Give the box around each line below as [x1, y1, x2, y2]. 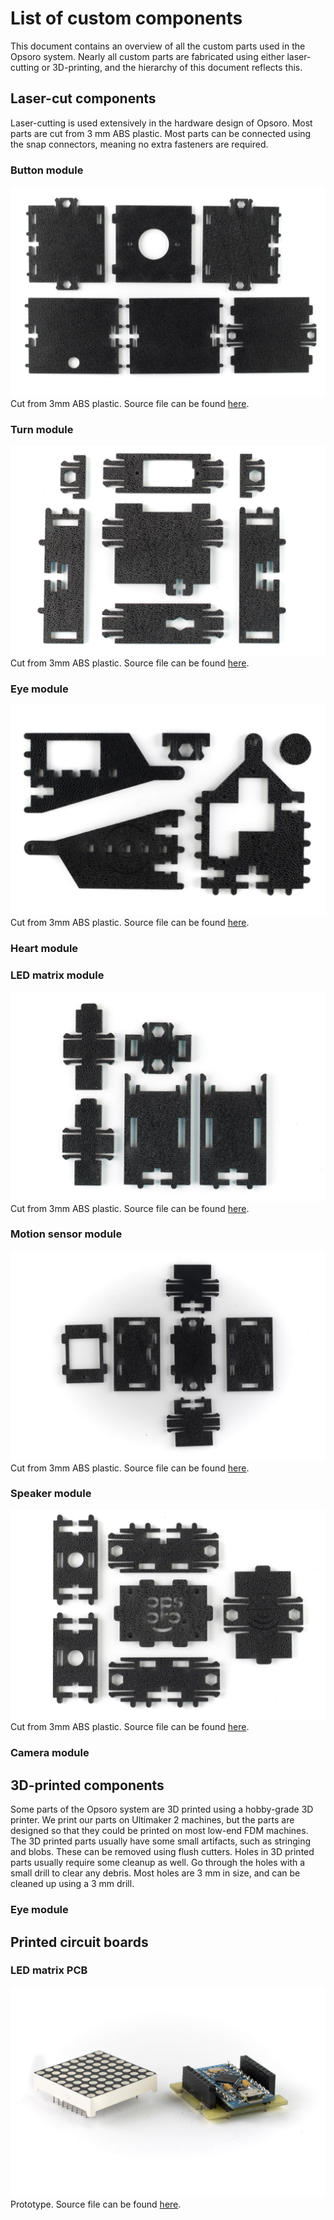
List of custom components [10, 7, 243, 30]
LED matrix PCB [10, 1963, 88, 1977]
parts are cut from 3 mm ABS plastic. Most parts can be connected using [10, 127, 312, 139]
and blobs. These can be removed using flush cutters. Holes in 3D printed [10, 1846, 315, 1858]
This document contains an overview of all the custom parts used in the [10, 40, 306, 52]
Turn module [10, 422, 74, 436]
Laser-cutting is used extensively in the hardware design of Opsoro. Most [10, 117, 313, 129]
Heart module [10, 941, 79, 955]
